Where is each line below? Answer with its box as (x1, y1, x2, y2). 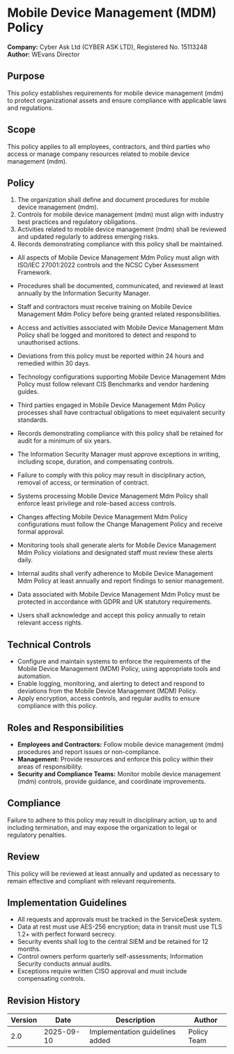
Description (115, 1015, 155, 1025)
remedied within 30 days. (17, 359, 91, 368)
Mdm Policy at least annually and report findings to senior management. (17, 576, 224, 585)
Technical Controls (7, 638, 92, 650)
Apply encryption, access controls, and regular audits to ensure (17, 694, 201, 702)
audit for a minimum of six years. (17, 436, 111, 445)
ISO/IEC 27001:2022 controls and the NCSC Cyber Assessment (17, 261, 199, 269)
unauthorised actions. (17, 338, 80, 347)
